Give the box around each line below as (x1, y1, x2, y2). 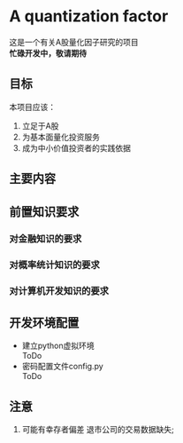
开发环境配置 (9, 315, 80, 330)
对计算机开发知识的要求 (9, 285, 109, 297)
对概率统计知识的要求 (9, 259, 100, 272)
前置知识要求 (9, 204, 80, 219)
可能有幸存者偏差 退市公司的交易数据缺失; (21, 423, 174, 434)
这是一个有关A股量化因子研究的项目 (9, 36, 139, 47)
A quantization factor (9, 6, 169, 27)
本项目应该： (9, 101, 56, 112)
